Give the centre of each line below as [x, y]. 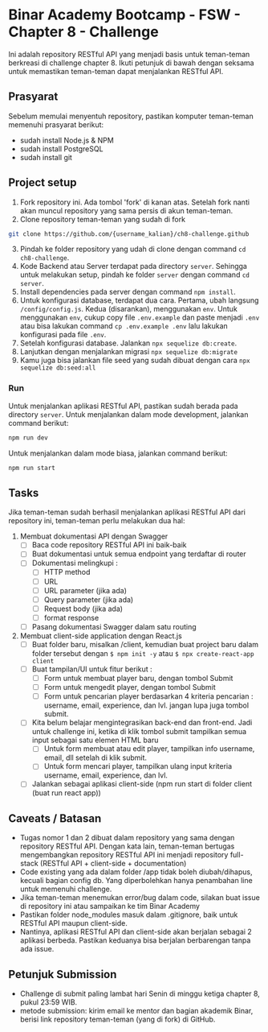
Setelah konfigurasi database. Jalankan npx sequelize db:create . [128, 343]
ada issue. [37, 949]
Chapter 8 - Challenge [83, 32]
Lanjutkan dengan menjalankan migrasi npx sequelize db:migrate [129, 352]
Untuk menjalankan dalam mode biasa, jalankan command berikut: [118, 453]
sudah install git [46, 157]
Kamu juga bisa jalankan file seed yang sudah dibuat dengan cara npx [135, 361]
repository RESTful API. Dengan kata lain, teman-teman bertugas [127, 846]
